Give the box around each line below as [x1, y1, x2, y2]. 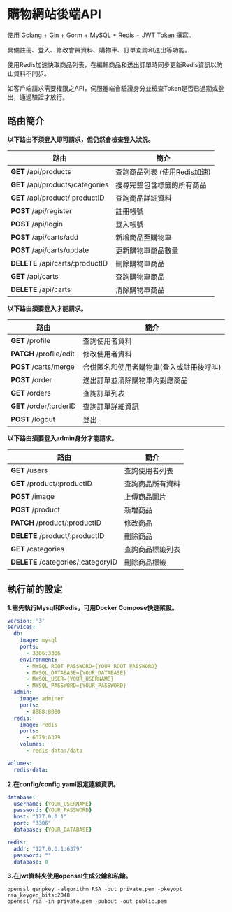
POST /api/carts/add [10, 232, 79, 242]
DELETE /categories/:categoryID [10, 557, 117, 567]
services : [7, 623, 36, 631]
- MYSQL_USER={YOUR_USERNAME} [25, 676, 114, 683]
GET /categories [10, 544, 65, 553]
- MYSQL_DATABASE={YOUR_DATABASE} [25, 669, 127, 676]
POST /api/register [10, 205, 72, 215]
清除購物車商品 [115, 284, 165, 294]
